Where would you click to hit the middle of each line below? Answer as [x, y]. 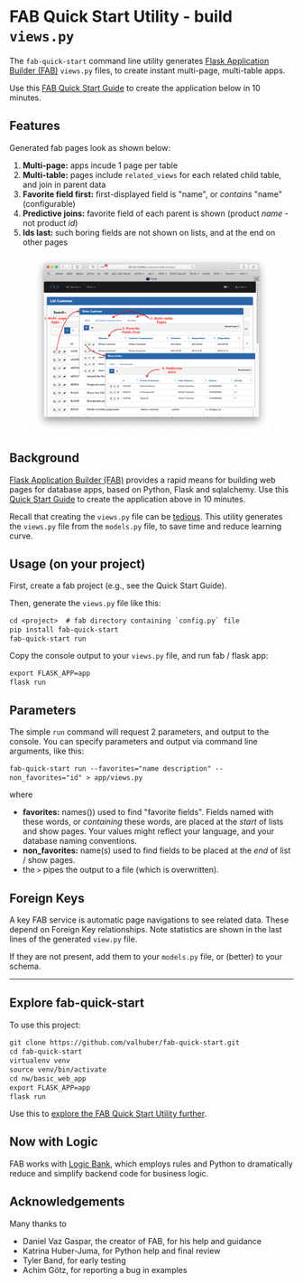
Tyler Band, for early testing [74, 1260]
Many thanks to [38, 1223]
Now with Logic [54, 1142]
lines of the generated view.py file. [73, 939]
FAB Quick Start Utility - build [121, 17]
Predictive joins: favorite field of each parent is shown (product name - [155, 213]
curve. [21, 536]
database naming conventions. [79, 841]
